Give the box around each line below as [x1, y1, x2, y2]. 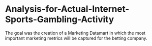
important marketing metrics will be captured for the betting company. [5, 35, 148, 41]
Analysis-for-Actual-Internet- [5, 3, 129, 15]
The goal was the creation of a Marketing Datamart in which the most [5, 30, 146, 36]
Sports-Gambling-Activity [5, 14, 114, 25]
